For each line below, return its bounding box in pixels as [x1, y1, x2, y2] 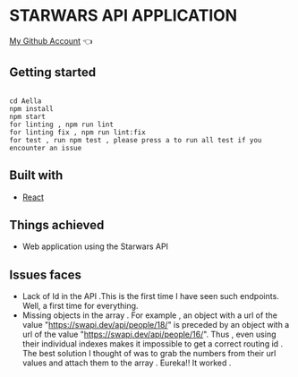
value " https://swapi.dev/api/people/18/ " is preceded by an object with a [21, 320, 290, 330]
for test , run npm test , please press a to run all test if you [9, 135, 262, 144]
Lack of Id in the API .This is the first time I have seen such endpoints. [21, 291, 279, 302]
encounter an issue [9, 143, 82, 152]
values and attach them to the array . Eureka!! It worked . [21, 357, 232, 368]
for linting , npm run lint [9, 120, 115, 129]
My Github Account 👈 [9, 35, 93, 46]
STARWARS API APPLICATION [9, 5, 238, 26]
